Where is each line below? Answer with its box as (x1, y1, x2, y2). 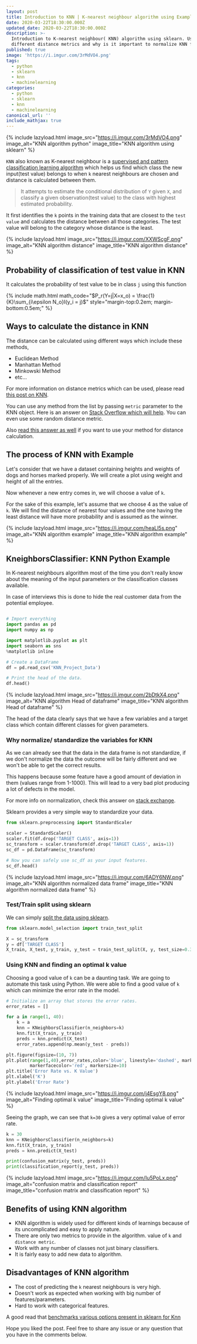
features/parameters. (14, 1296, 66, 1303)
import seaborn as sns (6, 643, 62, 649)
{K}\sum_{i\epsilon (6, 298, 52, 305)
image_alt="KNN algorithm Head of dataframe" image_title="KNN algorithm (6, 697, 189, 705)
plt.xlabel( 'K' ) (6, 1074, 46, 1080)
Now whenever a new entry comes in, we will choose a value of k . (6, 489, 165, 496)
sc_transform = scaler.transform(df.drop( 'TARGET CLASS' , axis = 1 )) (6, 841, 175, 848)
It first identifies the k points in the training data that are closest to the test (6, 212, 186, 219)
